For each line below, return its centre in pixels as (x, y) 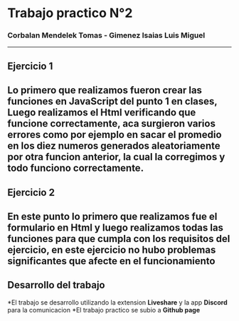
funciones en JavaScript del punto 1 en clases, (112, 101)
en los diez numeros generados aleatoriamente (114, 146)
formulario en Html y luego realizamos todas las (116, 228)
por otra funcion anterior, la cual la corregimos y (116, 157)
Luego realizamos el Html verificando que (102, 113)
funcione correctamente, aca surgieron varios (111, 123)
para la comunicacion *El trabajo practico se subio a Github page (104, 310)
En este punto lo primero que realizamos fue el (112, 217)
